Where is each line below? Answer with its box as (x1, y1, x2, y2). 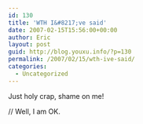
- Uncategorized (15, 70, 68, 78)
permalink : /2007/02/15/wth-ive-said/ (8, 56, 135, 64)
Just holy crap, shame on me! (8, 91, 104, 100)
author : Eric (8, 33, 51, 42)
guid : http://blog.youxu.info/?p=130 (8, 48, 132, 56)
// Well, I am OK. (8, 107, 60, 116)
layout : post (8, 41, 51, 49)
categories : (8, 63, 47, 71)
